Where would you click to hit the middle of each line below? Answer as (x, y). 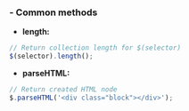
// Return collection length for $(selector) (95, 48)
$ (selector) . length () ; (51, 56)
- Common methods (53, 12)
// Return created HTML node (63, 90)
